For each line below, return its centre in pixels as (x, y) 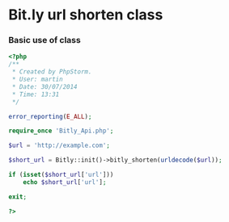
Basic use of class (45, 40)
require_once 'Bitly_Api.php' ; (61, 131)
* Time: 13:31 (36, 94)
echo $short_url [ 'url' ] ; (65, 182)
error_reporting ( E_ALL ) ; (50, 116)
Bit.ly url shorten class (86, 15)
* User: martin (37, 80)
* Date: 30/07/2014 (45, 86)
